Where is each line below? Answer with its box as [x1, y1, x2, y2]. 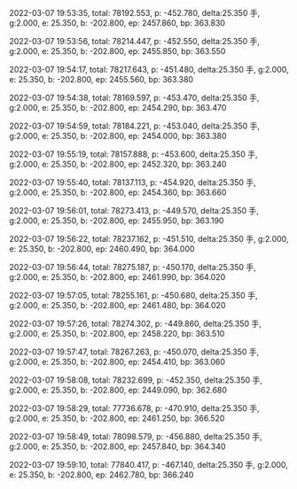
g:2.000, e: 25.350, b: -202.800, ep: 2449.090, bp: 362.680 [9, 384, 228, 395]
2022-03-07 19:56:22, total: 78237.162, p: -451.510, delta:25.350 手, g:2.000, [9, 234, 289, 244]
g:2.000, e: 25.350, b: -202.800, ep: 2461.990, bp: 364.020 [9, 272, 226, 282]
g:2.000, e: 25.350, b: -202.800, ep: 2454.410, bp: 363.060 [9, 357, 226, 367]
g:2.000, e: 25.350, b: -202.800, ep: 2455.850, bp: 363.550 [9, 46, 226, 56]
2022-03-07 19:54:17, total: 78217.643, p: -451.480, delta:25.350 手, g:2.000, [9, 65, 289, 74]
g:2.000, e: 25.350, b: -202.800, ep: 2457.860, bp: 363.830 [9, 18, 226, 28]
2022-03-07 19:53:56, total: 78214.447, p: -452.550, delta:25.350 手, [9, 36, 260, 46]
